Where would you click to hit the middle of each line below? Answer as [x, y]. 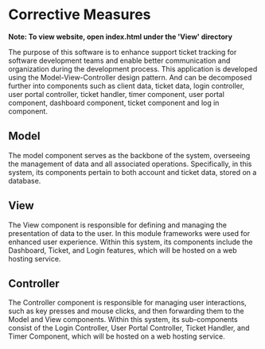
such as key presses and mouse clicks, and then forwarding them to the [126, 311]
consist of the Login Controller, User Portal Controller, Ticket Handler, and [129, 328]
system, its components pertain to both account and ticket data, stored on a [132, 172]
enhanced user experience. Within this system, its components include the [131, 242]
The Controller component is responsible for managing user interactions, [127, 303]
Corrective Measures [80, 15]
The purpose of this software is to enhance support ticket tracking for [123, 52]
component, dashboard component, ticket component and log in [114, 103]
